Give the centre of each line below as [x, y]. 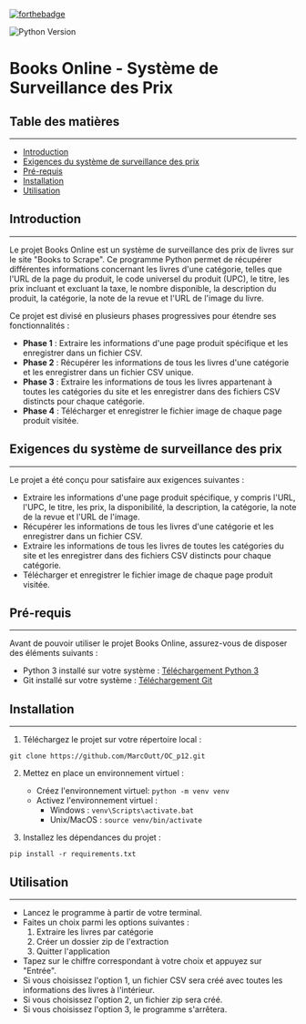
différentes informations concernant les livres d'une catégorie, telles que [146, 269]
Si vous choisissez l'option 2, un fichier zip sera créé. [122, 1000]
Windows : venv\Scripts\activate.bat [122, 810]
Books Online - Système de [114, 69]
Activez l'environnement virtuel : [97, 801]
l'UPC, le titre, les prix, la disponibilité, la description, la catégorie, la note [159, 507]
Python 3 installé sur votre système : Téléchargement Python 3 [141, 671]
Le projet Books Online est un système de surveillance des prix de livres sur [152, 250]
